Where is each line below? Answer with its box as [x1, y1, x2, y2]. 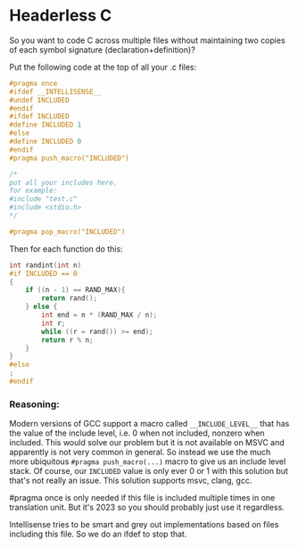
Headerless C [9, 5, 112, 26]
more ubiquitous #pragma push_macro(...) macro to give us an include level [9, 456, 286, 467]
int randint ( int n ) [9, 261, 82, 270]
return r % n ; [41, 336, 94, 345]
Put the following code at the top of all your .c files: [9, 62, 197, 72]
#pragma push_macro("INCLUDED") [9, 154, 129, 162]
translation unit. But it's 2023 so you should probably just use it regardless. [9, 502, 286, 513]
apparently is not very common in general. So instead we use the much [9, 447, 271, 458]
